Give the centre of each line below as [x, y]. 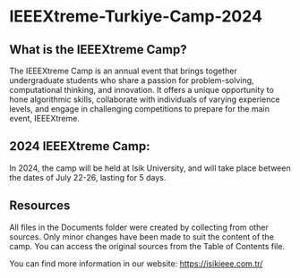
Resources [40, 206]
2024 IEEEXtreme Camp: [80, 146]
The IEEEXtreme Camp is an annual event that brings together [123, 71]
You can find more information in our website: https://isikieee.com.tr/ [136, 263]
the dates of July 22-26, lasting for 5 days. [88, 177]
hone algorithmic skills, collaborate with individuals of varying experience [145, 99]
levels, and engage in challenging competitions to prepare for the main [140, 109]
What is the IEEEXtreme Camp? [98, 50]
